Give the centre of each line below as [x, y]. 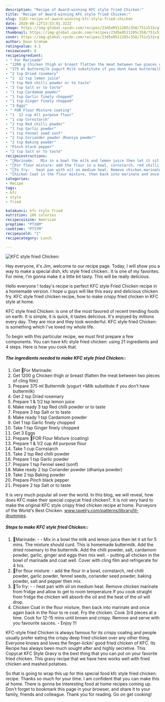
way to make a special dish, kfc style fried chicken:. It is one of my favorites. [82, 271]
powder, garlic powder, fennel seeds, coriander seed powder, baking [82, 576]
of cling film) [25, 381]
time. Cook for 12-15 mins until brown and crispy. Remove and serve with [86, 618]
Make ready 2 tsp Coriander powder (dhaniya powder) [68, 470]
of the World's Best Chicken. [34, 511]
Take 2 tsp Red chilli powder [41, 454]
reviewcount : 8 [21, 51]
